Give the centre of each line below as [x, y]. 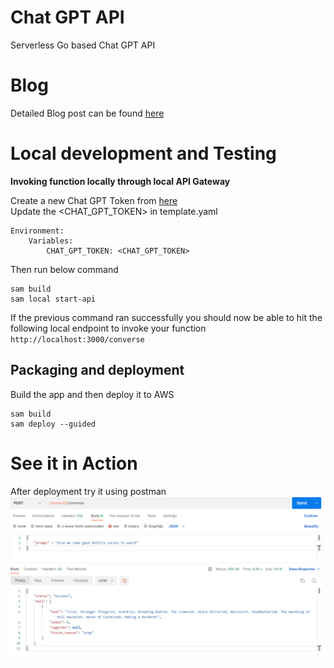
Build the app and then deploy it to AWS [92, 394]
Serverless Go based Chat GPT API [83, 45]
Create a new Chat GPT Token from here [94, 200]
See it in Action [74, 463]
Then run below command [64, 269]
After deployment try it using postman [88, 491]
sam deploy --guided [53, 424]
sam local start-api [53, 299]
